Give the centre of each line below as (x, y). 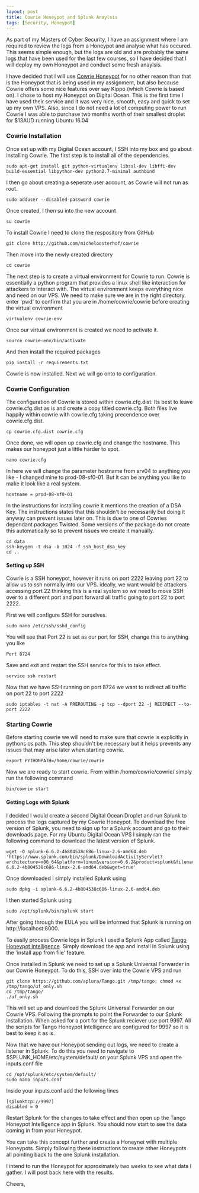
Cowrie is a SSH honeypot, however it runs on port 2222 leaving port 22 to (97, 578)
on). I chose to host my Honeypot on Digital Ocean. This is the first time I (95, 95)
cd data (16, 541)
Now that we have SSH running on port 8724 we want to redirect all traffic (96, 687)
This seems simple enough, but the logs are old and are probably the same (97, 52)
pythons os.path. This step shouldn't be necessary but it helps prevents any (99, 744)
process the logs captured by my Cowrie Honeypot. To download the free (96, 822)
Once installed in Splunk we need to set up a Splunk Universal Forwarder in (98, 964)
